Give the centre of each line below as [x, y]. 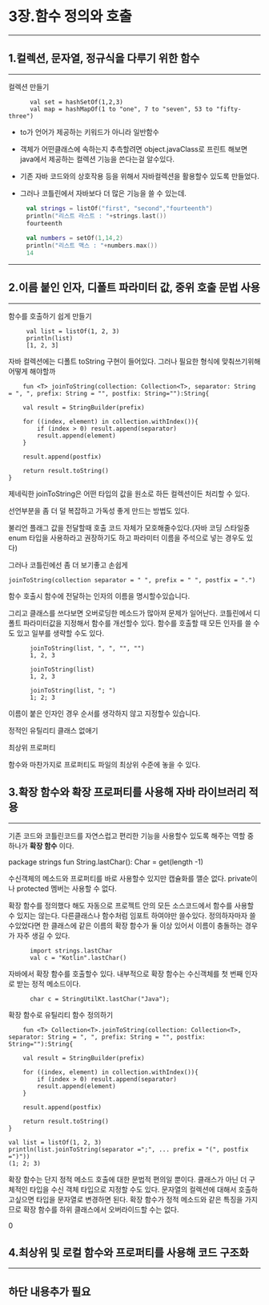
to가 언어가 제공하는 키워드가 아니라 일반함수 [90, 132]
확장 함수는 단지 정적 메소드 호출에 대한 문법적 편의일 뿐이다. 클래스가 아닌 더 [128, 1179]
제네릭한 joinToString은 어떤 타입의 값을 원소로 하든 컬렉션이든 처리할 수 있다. [129, 494]
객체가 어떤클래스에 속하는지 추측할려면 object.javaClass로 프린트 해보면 [134, 148]
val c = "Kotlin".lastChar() [78, 957]
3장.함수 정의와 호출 [70, 16]
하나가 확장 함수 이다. [41, 846]
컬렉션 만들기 [29, 87]
